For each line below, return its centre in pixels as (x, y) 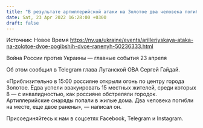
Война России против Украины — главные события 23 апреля (87, 58)
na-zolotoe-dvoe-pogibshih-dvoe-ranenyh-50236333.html (80, 46)
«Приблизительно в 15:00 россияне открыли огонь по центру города (95, 81)
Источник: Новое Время (37, 40)
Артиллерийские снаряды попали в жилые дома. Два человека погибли (100, 100)
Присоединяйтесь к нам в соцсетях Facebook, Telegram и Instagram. (95, 118)
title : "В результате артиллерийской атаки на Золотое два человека (94, 12)
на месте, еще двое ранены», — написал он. (64, 107)
